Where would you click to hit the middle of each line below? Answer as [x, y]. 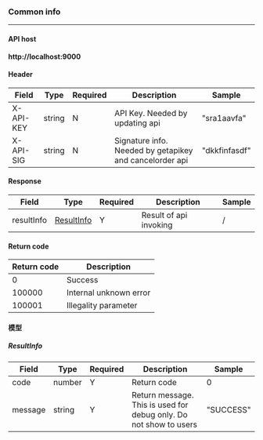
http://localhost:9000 [45, 56]
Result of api [164, 215]
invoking [157, 224]
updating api [137, 122]
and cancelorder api [151, 160]
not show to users [165, 424]
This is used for [160, 405]
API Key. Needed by [151, 113]
